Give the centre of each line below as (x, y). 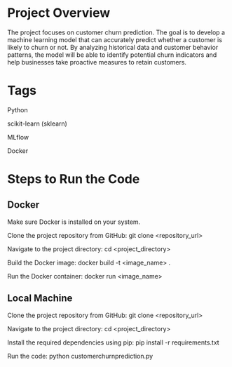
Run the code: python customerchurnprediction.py (80, 356)
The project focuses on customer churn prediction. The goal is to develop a (116, 32)
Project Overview (59, 13)
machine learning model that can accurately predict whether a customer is (115, 39)
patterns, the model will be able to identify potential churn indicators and (112, 55)
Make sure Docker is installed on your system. (74, 222)
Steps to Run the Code (74, 179)
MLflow (18, 137)
